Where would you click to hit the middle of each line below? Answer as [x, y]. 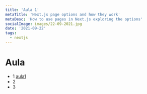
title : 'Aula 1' [22, 10]
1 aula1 [19, 76]
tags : [11, 33]
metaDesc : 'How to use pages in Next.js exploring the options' [74, 19]
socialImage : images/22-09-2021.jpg [44, 24]
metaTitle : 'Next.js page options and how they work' [63, 14]
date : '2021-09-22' [26, 28]
